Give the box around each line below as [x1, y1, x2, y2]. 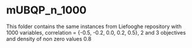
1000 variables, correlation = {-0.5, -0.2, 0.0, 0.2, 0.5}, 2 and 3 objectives [6, 29, 186, 36]
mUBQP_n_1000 [6, 4, 87, 17]
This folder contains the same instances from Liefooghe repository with [6, 23, 182, 30]
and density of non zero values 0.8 [6, 35, 92, 42]
